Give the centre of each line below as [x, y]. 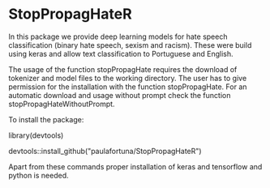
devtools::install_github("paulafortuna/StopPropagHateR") [105, 151]
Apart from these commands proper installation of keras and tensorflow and [135, 166]
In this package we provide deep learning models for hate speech [118, 36]
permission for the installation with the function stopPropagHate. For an [128, 87]
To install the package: [46, 119]
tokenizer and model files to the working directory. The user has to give [128, 78]
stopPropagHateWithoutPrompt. [62, 104]
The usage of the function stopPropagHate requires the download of [123, 69]
